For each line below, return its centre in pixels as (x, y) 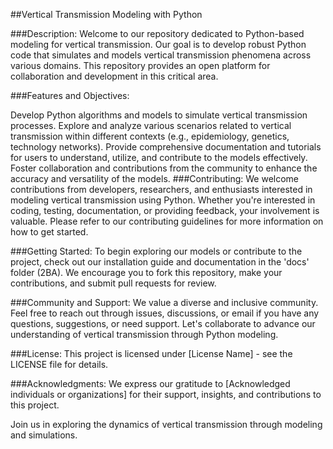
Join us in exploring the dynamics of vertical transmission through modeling (166, 424)
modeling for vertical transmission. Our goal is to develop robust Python (158, 44)
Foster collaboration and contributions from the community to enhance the (164, 168)
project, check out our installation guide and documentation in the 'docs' (160, 262)
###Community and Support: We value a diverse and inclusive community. (164, 302)
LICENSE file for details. (59, 364)
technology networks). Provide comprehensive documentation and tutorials (166, 147)
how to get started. (49, 232)
